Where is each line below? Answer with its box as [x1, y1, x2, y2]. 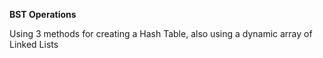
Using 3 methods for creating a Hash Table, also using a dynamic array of [9, 28, 313, 39]
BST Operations [9, 9, 77, 20]
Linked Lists [9, 39, 59, 50]
